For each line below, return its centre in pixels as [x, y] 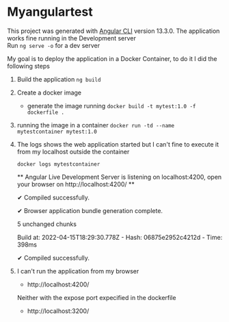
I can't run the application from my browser [78, 271]
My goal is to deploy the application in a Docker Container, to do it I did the [112, 58]
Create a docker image [49, 92]
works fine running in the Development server [72, 38]
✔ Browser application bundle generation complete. [90, 210]
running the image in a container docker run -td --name [96, 125]
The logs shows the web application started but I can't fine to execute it [118, 144]
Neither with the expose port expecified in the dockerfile [96, 297]
